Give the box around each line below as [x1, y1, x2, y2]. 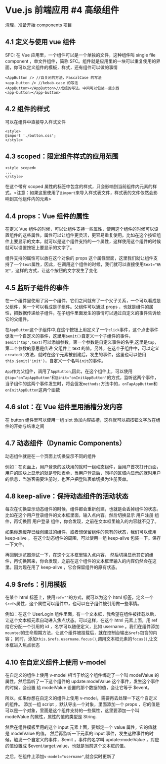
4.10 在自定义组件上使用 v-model [5, 658, 106, 666]
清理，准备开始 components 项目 [5, 22, 73, 28]
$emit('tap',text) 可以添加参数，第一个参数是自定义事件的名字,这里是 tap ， [5, 339, 159, 345]
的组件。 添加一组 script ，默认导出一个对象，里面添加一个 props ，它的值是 [5, 701, 160, 707]
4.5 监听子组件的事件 [5, 283, 69, 292]
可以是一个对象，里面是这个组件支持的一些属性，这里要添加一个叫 [5, 707, 139, 713]
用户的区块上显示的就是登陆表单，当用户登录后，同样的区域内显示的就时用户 [5, 470, 161, 476]
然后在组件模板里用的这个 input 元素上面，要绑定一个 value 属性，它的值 [5, 724, 153, 730]
